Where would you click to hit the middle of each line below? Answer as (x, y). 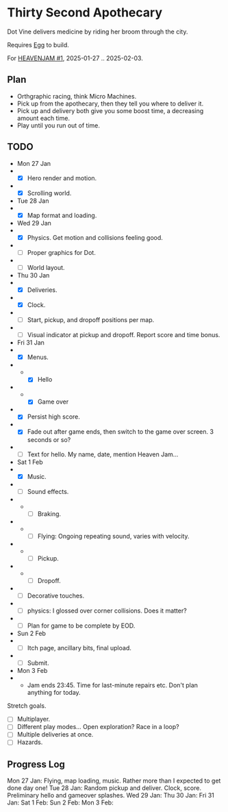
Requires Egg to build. (38, 45)
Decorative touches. (56, 595)
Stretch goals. (27, 706)
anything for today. (54, 693)
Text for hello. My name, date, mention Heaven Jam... (103, 454)
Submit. (38, 663)
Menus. (38, 357)
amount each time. (43, 118)
